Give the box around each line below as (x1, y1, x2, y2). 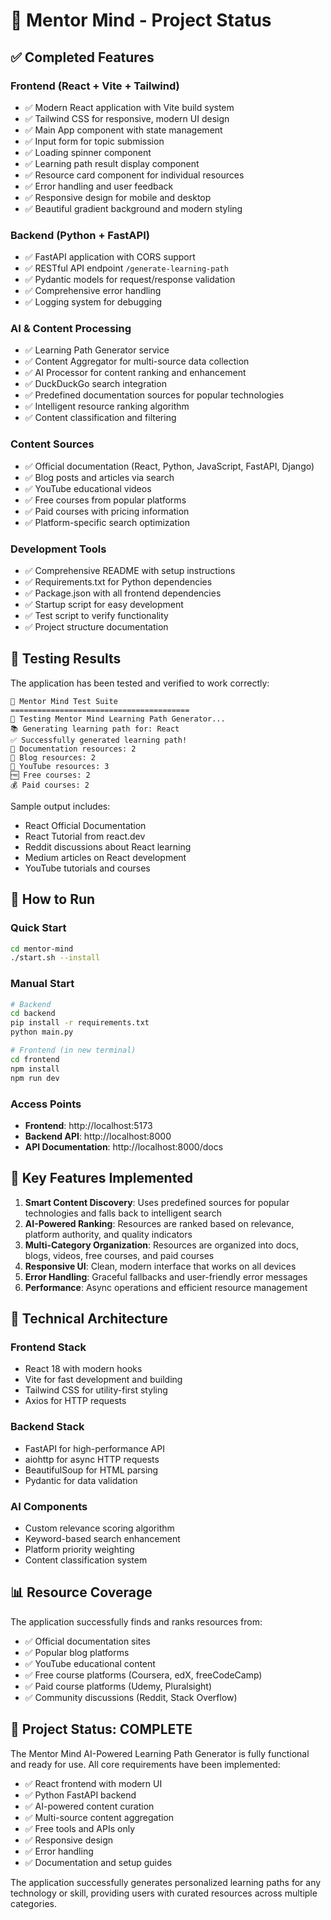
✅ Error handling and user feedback (24, 180, 174, 192)
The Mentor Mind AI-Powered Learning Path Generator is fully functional (10, 1747, 310, 1759)
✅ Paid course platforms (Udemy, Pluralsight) (24, 1680, 213, 1692)
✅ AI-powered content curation (24, 1800, 155, 1812)
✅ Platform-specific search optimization (24, 516, 191, 528)
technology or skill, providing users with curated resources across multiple (10, 1887, 318, 1899)
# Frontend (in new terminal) (10, 1045, 137, 1056)
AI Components (10, 1499, 88, 1513)
